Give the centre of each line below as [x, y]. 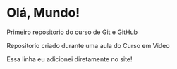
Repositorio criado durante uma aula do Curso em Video [88, 45]
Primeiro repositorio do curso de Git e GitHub [72, 32]
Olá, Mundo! [43, 13]
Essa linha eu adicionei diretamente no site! [69, 59]
